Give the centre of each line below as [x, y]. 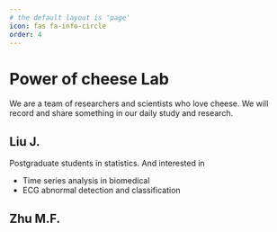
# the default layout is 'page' [70, 18]
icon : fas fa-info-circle [58, 26]
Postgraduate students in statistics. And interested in [107, 164]
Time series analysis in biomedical [86, 181]
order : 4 [26, 34]
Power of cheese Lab [89, 79]
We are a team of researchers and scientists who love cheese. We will [139, 103]
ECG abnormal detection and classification [102, 191]
